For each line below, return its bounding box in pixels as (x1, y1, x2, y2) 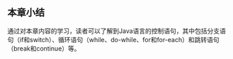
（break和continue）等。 (7, 44, 81, 53)
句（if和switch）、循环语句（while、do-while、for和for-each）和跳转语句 (7, 35, 220, 44)
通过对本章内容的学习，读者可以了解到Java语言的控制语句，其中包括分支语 (7, 27, 227, 35)
